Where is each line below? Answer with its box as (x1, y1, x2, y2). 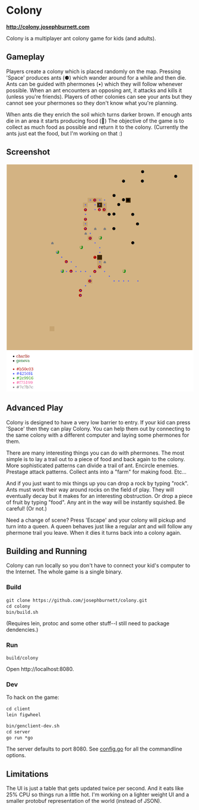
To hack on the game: (6, 694, 59, 701)
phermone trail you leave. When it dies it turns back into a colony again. (6, 529, 182, 536)
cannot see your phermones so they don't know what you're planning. (6, 99, 178, 106)
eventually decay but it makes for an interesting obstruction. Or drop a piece (6, 492, 193, 499)
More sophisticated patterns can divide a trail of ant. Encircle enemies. (6, 462, 179, 469)
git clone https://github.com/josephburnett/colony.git (6, 597, 147, 603)
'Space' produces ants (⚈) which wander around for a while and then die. (6, 74, 187, 81)
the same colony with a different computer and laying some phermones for (6, 431, 189, 439)
